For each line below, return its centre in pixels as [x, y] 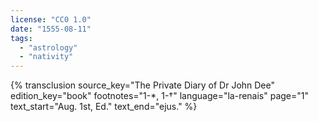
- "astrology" [48, 47]
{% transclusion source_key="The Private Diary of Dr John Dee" [143, 85]
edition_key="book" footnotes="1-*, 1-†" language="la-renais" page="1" [160, 96]
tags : [21, 38]
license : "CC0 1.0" [51, 19]
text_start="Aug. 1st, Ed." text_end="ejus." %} [104, 107]
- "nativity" [46, 57]
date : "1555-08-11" [51, 29]
